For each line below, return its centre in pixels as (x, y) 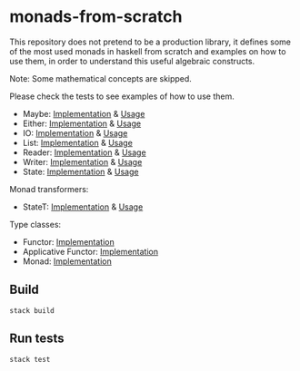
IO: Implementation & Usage (75, 132)
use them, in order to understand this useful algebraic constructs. (132, 61)
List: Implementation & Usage (78, 142)
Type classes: (35, 224)
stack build (32, 310)
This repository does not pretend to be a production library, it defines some (150, 42)
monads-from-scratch (96, 17)
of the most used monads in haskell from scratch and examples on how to (148, 51)
